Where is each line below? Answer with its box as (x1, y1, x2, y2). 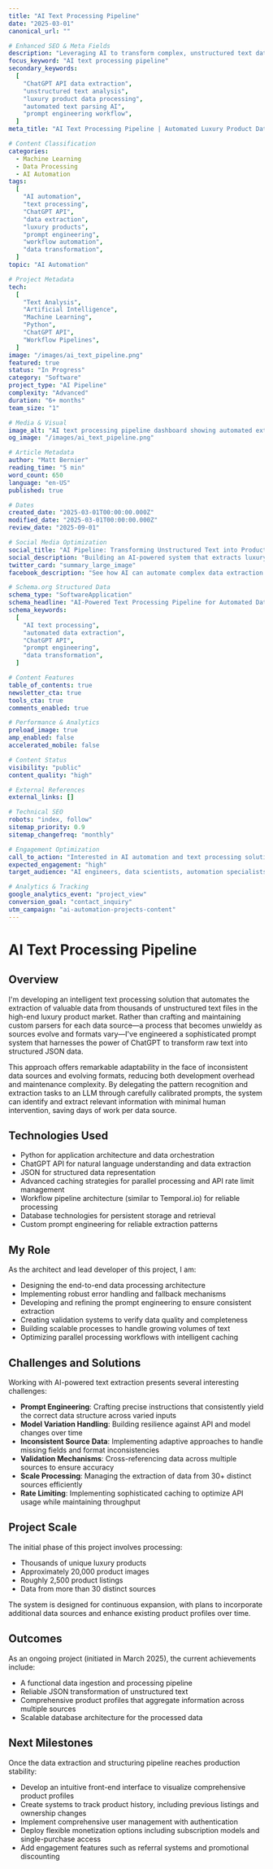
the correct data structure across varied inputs (19, 1411, 177, 1421)
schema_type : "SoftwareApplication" (8, 591, 132, 599)
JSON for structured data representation (19, 1168, 156, 1177)
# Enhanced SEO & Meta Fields (8, 41, 111, 50)
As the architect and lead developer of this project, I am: (8, 1264, 197, 1274)
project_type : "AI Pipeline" (8, 382, 107, 390)
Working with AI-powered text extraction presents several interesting (8, 1378, 240, 1387)
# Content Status (8, 756, 67, 764)
